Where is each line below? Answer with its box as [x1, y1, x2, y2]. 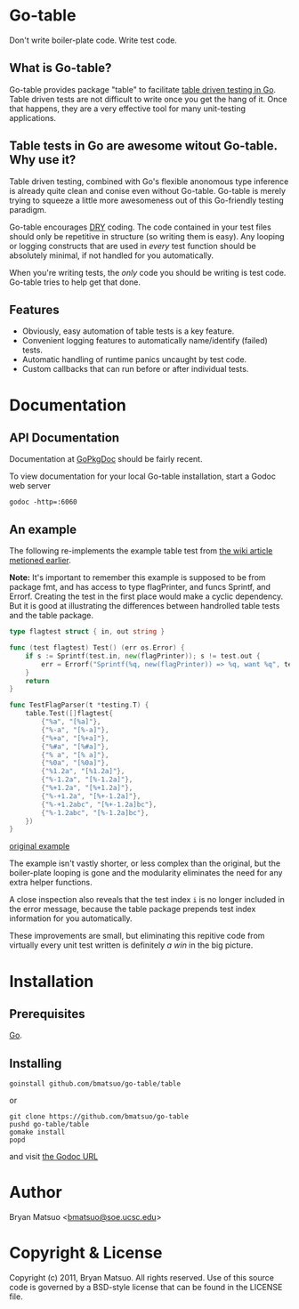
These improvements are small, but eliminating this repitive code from [9, 931, 265, 941]
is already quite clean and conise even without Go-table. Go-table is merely [9, 185, 287, 196]
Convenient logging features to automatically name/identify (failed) [21, 335, 269, 346]
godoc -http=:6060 [9, 497, 77, 507]
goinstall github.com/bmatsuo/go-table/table [9, 1079, 181, 1088]
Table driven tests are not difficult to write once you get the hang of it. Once [9, 93, 287, 104]
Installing [9, 1055, 62, 1071]
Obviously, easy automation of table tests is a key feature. [21, 326, 235, 336]
